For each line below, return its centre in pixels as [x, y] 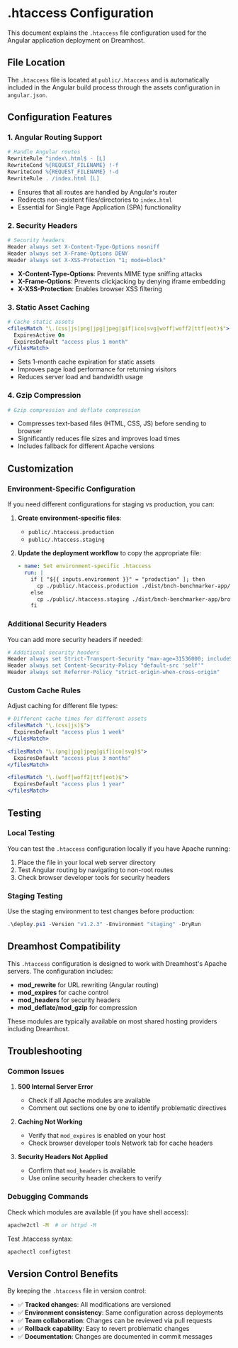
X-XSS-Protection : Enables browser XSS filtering [90, 288]
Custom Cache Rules [44, 690]
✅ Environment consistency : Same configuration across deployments [120, 1312]
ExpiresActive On [39, 335]
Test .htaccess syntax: [40, 1239]
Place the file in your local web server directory [86, 862]
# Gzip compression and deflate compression [74, 410]
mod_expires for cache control [63, 992]
